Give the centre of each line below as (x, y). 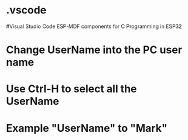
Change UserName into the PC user (94, 50)
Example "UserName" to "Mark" (87, 128)
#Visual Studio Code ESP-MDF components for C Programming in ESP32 (94, 26)
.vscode (26, 10)
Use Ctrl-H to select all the (71, 89)
